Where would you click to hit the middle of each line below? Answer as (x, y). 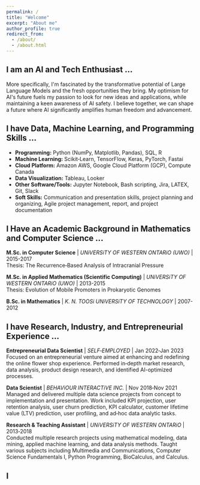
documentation (34, 210)
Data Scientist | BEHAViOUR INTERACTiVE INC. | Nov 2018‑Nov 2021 (92, 388)
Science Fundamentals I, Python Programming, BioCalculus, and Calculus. (98, 457)
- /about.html (29, 46)
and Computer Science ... (55, 238)
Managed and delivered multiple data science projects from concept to (94, 394)
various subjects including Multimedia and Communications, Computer (94, 451)
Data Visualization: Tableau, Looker (60, 178)
